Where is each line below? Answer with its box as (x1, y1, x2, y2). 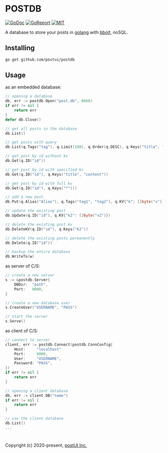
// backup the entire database (5, 249, 70, 254)
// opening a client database (5, 388, 68, 393)
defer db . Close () (5, 117, 41, 122)
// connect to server (5, 337, 50, 343)
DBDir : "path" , (14, 282, 48, 287)
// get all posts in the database (5, 126, 77, 131)
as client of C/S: (5, 328, 38, 334)
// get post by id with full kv (5, 181, 72, 186)
